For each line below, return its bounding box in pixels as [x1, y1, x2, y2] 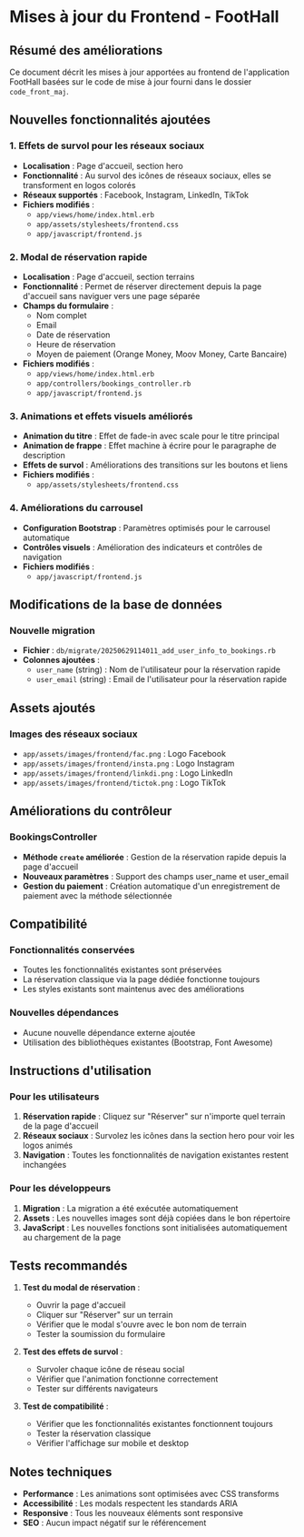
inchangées [22, 1160, 67, 1170]
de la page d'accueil [22, 1120, 99, 1131]
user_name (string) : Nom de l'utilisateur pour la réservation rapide [35, 664, 281, 675]
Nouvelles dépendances [9, 1007, 120, 1020]
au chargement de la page [22, 1231, 122, 1242]
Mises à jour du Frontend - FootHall [9, 6, 279, 27]
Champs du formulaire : [22, 300, 114, 311]
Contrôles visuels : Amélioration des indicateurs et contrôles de [22, 541, 263, 552]
